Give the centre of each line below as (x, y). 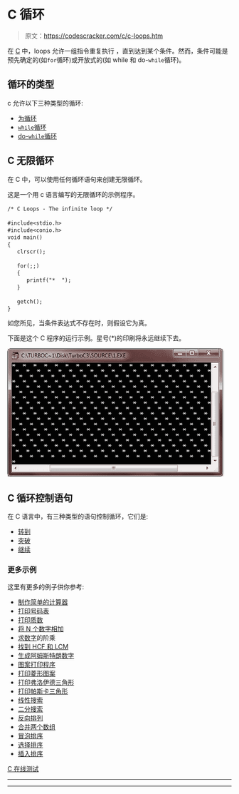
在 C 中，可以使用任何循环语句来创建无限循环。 (77, 179)
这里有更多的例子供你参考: (46, 586)
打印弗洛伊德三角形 (46, 682)
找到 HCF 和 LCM (43, 646)
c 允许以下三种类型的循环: (45, 103)
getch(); (30, 301)
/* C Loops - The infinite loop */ (60, 209)
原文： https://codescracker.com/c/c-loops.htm (94, 36)
